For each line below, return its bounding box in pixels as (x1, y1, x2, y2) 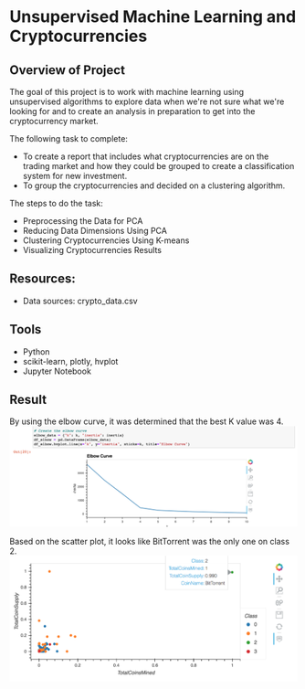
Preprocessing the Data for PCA (22, 216, 143, 226)
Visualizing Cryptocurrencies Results (22, 245, 163, 255)
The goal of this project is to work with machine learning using (9, 87, 245, 97)
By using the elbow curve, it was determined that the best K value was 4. (9, 416, 284, 427)
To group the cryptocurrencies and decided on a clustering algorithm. (22, 180, 286, 191)
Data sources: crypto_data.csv (22, 295, 139, 306)
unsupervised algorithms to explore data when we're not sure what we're (9, 96, 285, 107)
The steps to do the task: (9, 198, 103, 208)
